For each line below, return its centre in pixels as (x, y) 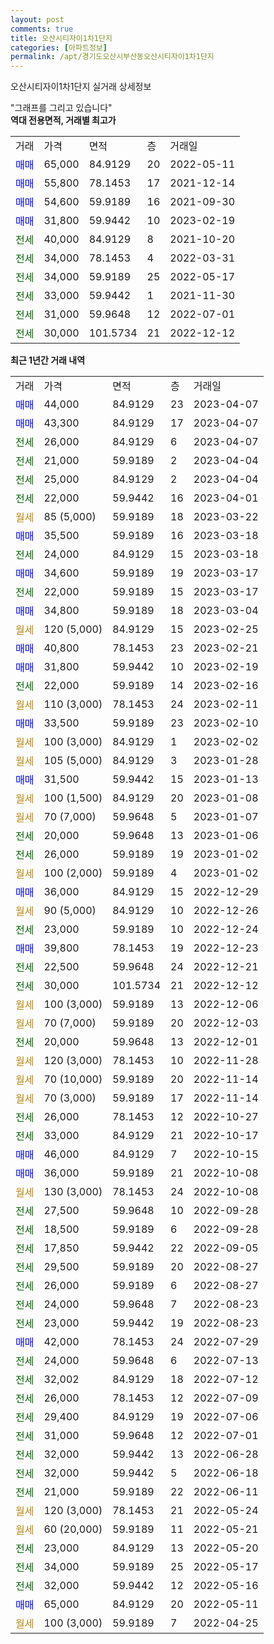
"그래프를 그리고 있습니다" (61, 108)
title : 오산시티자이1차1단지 (61, 38)
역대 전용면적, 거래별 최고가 (63, 120)
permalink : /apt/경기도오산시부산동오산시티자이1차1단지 (112, 57)
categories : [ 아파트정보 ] (59, 47)
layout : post (37, 19)
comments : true (42, 29)
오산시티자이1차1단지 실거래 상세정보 (81, 87)
